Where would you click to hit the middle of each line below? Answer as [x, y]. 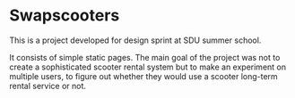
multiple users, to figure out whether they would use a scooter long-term [143, 76]
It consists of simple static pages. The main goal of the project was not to [145, 57]
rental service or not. [48, 86]
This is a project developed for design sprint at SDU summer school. [135, 40]
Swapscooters [65, 16]
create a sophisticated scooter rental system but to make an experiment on [148, 67]
